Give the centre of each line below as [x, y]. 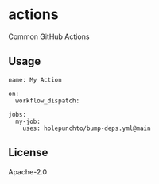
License [28, 153]
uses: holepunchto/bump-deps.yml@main [87, 128]
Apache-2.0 [28, 171]
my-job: [28, 121]
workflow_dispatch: [48, 101]
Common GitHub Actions [49, 36]
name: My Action [35, 80]
